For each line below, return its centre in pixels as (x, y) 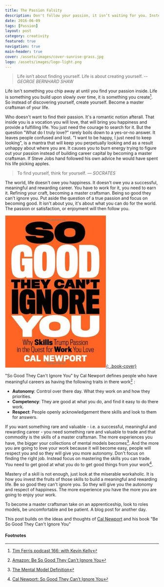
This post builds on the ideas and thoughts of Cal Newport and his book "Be (82, 519)
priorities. (22, 396)
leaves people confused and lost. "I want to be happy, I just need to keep (78, 138)
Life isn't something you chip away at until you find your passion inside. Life (81, 91)
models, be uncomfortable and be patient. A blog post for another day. (76, 509)
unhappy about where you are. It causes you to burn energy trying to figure (81, 148)
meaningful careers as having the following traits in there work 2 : (70, 381)
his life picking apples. (28, 164)
